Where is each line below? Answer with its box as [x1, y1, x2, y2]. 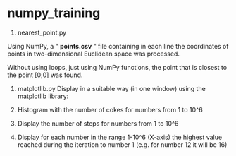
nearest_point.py [17, 28, 67, 37]
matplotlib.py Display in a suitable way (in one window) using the [17, 84, 206, 92]
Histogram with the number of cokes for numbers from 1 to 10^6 [17, 105, 203, 114]
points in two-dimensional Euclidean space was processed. [7, 49, 180, 58]
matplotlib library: [17, 92, 69, 100]
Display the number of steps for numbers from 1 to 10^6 [17, 119, 179, 128]
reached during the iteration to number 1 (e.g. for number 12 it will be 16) [17, 140, 228, 149]
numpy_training [7, 5, 101, 21]
